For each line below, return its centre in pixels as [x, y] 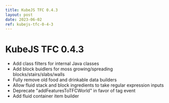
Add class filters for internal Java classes [56, 64]
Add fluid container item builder [46, 96]
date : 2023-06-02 [24, 19]
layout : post [19, 15]
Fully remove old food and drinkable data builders [65, 80]
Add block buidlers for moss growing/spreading [63, 69]
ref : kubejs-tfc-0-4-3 [29, 24]
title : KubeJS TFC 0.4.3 [32, 10]
